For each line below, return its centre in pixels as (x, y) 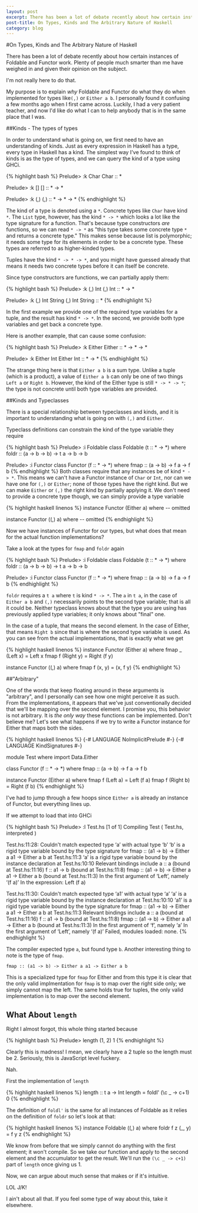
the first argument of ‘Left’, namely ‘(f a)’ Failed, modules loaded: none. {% (97, 932)
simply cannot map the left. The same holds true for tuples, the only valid (95, 990)
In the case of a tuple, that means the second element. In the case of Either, (98, 626)
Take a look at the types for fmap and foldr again (65, 549)
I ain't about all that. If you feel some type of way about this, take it (87, 1199)
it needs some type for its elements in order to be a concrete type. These (95, 242)
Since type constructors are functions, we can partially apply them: (88, 278)
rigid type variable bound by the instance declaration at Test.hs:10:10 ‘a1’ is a (99, 900)
